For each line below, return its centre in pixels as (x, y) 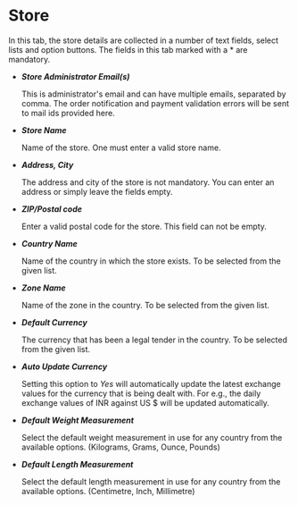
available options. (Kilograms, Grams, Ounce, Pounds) (120, 447)
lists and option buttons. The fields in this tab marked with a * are (128, 49)
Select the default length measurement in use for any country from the (151, 481)
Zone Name (43, 288)
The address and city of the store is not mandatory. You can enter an (148, 182)
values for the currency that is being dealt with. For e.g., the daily (141, 393)
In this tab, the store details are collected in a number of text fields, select (143, 40)
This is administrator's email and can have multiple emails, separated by (153, 94)
